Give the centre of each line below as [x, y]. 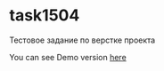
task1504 [45, 16]
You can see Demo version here [68, 57]
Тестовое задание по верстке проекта [82, 40]
